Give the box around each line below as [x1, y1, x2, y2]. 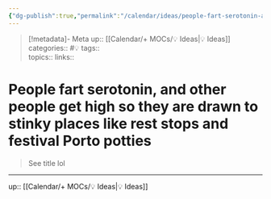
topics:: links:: [27, 52, 75, 61]
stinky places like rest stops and [8, 114, 229, 133]
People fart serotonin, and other [8, 80, 227, 98]
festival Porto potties [8, 131, 152, 150]
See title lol [27, 158, 66, 168]
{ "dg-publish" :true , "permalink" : [8, 11, 121, 20]
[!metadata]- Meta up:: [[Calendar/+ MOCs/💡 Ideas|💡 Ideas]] [27, 34, 231, 44]
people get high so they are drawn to [8, 97, 259, 115]
